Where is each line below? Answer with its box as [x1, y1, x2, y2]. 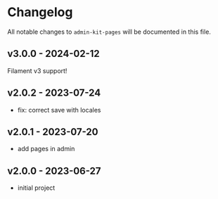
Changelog [7, 4, 73, 20]
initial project [17, 184, 56, 192]
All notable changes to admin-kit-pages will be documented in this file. [7, 27, 211, 36]
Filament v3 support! [7, 66, 68, 75]
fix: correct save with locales [17, 105, 101, 114]
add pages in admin [17, 145, 75, 153]
